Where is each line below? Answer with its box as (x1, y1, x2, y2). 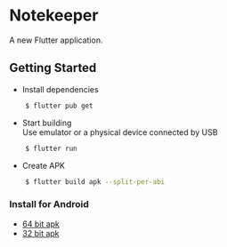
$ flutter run (25, 144, 77, 153)
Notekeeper (9, 5, 99, 26)
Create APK (21, 160, 65, 171)
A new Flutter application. (9, 35, 103, 45)
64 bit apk (21, 219, 61, 229)
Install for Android (9, 198, 89, 211)
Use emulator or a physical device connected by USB (21, 126, 218, 138)
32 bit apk (21, 227, 60, 238)
